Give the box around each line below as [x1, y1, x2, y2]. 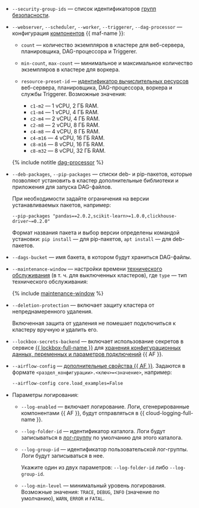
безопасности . [11, 11, 50, 19]
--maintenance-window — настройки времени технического [11, 265, 163, 272]
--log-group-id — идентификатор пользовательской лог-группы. [21, 445, 188, 452]
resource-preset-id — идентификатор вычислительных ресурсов [21, 78, 189, 85]
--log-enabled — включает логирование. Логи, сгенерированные [21, 403, 190, 410]
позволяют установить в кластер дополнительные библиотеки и [11, 177, 179, 184]
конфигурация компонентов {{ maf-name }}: [11, 30, 125, 37]
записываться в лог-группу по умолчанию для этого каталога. [21, 434, 183, 441]
